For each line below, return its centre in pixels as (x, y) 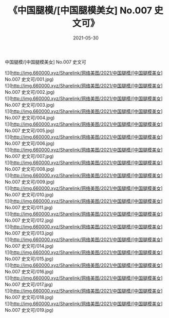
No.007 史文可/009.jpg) (30, 182)
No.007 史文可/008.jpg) (30, 169)
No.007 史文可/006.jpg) (30, 143)
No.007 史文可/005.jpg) (30, 130)
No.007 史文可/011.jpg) (29, 207)
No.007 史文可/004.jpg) (30, 117)
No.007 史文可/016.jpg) (29, 271)
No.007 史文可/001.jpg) (29, 79)
